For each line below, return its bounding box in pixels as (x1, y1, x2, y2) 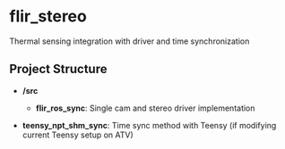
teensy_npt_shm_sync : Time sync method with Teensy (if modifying (22, 120, 277, 130)
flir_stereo (9, 6, 87, 27)
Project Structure (9, 62, 108, 77)
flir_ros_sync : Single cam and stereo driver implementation (35, 103, 255, 113)
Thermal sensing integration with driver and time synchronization (9, 36, 250, 46)
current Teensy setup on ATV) (22, 129, 134, 140)
